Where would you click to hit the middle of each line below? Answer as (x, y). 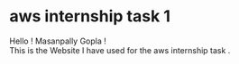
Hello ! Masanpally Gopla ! (58, 41)
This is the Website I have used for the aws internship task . (120, 50)
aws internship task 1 (90, 16)
